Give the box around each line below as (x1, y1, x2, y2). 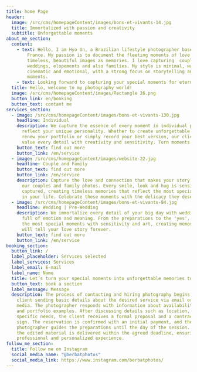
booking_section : (6, 243, 49, 249)
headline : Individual (16, 118, 69, 124)
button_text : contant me (11, 101, 72, 107)
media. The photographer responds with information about (16, 303, 161, 309)
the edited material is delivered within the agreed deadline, (16, 330, 175, 336)
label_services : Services (11, 259, 75, 265)
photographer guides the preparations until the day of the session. (16, 325, 191, 330)
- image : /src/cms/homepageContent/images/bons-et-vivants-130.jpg (11, 112, 180, 118)
